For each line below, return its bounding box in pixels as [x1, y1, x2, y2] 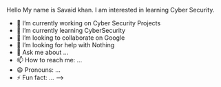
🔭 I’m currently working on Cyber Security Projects [16, 19, 161, 27]
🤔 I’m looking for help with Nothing [16, 41, 115, 49]
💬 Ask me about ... [16, 48, 69, 56]
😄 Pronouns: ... [16, 66, 61, 74]
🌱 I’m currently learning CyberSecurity [16, 27, 125, 34]
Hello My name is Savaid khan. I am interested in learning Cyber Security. [6, 6, 215, 14]
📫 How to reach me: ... [16, 56, 83, 64]
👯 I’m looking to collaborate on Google [16, 34, 125, 42]
